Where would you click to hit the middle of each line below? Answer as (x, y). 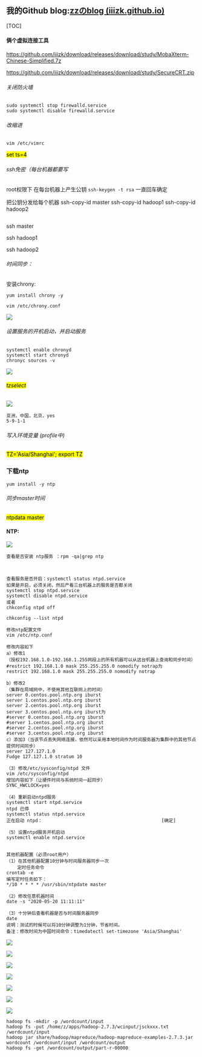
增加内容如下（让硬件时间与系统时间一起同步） (56, 780)
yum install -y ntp (31, 484)
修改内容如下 (20, 647)
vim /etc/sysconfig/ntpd (37, 774)
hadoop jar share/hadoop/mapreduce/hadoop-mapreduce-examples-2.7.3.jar (100, 1038)
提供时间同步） (22, 746)
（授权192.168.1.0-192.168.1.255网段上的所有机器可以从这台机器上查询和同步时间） (101, 660)
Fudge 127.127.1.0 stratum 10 (44, 757)
